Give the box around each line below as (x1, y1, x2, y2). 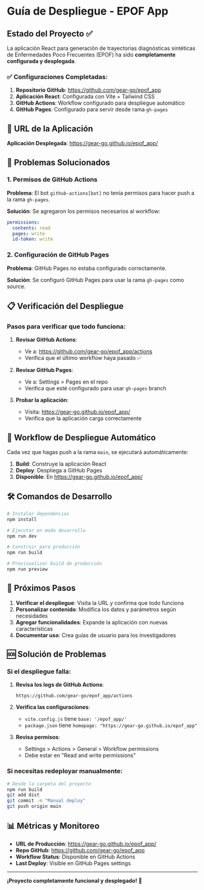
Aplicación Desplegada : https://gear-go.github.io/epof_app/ (7, 140, 158, 147)
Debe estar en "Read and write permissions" (24, 752, 136, 759)
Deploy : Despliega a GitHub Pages (15, 467, 102, 474)
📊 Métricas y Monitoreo (7, 821, 100, 831)
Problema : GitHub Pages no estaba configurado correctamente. (7, 264, 167, 272)
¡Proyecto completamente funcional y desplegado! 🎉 (7, 877, 143, 884)
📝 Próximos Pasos (7, 583, 76, 593)
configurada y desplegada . (7, 58, 76, 64)
